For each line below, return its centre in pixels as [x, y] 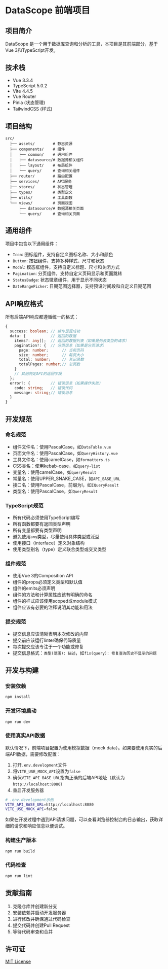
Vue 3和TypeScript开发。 [32, 50]
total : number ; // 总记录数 [51, 360]
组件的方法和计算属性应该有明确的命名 [52, 595]
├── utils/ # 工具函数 [41, 198]
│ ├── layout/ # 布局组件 [41, 165]
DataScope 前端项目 [48, 10]
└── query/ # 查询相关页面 [49, 214]
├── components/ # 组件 [37, 149]
